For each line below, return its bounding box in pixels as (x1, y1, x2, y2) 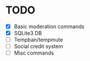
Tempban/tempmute (13, 36, 64, 43)
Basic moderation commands (13, 23, 85, 30)
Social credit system (13, 43, 63, 50)
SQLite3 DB (13, 30, 42, 36)
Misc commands (13, 49, 54, 56)
